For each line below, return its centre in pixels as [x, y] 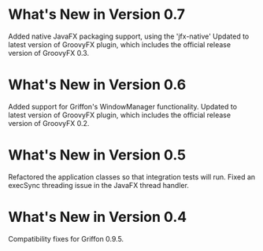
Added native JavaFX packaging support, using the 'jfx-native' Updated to [129, 36]
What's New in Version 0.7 [97, 15]
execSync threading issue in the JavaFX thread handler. [98, 185]
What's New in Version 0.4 [98, 217]
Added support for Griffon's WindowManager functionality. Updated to [123, 106]
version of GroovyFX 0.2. [49, 123]
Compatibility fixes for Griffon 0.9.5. [66, 238]
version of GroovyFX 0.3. [48, 53]
